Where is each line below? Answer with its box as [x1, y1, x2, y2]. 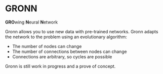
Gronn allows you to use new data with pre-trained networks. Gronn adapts [5, 28, 159, 34]
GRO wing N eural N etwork [5, 19, 58, 25]
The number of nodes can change [12, 43, 82, 49]
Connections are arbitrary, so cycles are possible [12, 53, 113, 59]
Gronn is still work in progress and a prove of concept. [5, 63, 116, 69]
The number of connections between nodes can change [12, 49, 127, 54]
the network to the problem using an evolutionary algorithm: [5, 34, 127, 40]
